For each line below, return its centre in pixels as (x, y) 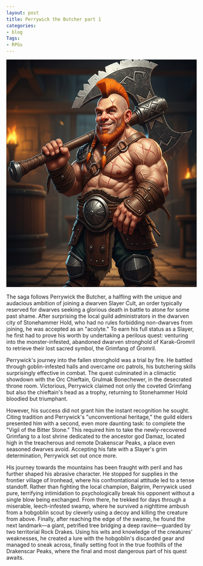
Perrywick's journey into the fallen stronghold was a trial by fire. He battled (99, 360)
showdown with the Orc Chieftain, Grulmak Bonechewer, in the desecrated (99, 379)
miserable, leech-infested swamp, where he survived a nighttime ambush (98, 506)
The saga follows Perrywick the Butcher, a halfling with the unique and (94, 297)
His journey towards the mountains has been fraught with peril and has (95, 467)
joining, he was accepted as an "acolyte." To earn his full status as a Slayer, (100, 329)
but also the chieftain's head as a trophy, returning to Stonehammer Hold (97, 392)
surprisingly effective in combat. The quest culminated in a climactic (91, 373)
